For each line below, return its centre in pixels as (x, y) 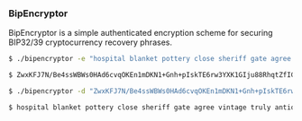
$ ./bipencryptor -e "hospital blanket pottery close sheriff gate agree (150, 59)
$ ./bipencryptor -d (47, 91)
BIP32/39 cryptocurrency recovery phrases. (91, 42)
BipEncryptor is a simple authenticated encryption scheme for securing (141, 33)
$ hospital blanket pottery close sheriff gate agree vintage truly (140, 107)
